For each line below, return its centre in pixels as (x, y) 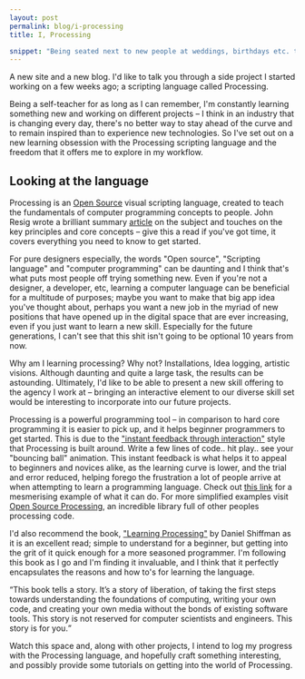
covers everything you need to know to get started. (105, 241)
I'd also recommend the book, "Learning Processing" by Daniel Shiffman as (151, 534)
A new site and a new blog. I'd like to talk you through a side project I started (152, 77)
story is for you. (39, 628)
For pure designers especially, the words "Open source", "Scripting (135, 259)
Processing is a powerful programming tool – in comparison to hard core (144, 419)
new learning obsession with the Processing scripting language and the (143, 143)
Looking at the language (79, 181)
